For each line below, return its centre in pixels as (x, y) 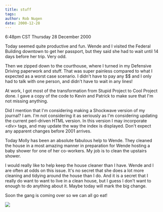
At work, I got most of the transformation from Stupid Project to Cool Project (81, 91)
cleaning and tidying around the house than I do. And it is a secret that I (77, 176)
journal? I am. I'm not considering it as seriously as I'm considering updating (81, 116)
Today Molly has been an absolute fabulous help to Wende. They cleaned (79, 141)
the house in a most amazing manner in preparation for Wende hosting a (78, 146)
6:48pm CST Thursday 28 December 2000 (48, 37)
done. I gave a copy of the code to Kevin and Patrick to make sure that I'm (79, 96)
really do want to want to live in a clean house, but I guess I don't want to (78, 181)
